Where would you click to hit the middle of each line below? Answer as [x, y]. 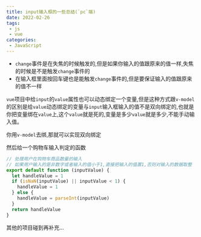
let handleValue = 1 [38, 176]
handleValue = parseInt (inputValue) [64, 198]
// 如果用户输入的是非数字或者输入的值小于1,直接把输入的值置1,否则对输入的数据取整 [99, 164]
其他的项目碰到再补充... [35, 227]
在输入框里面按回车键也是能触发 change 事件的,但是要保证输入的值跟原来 [104, 79]
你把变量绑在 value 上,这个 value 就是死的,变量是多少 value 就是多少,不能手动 [98, 114]
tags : [13, 23]
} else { [23, 193]
